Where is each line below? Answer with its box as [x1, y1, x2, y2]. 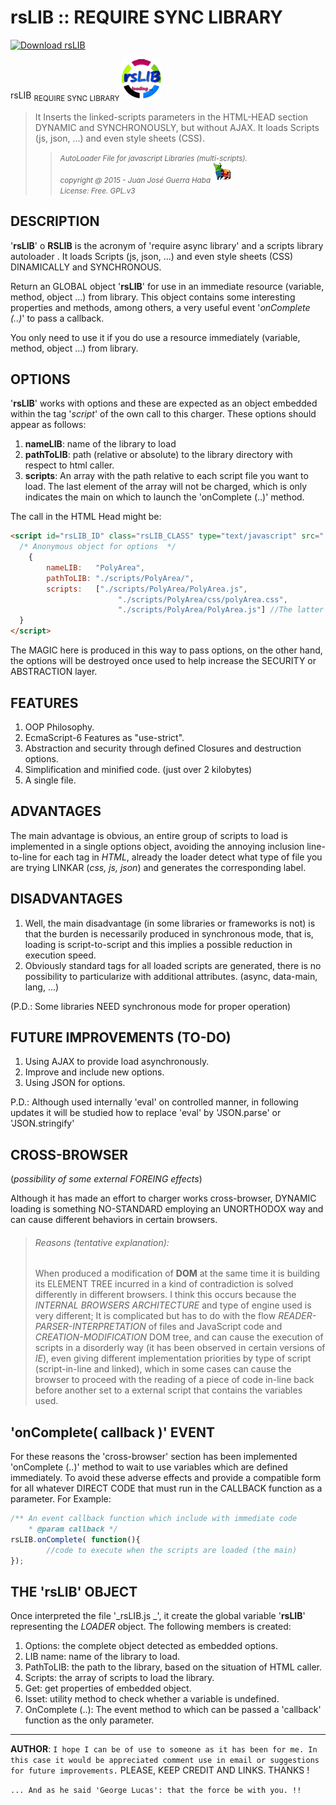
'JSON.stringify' [10, 1117, 75, 1130]
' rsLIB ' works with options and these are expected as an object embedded [10, 397, 318, 410]
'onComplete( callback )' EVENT [10, 1424, 216, 1441]
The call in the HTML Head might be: [10, 511, 162, 523]
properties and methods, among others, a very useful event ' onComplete [10, 301, 311, 313]
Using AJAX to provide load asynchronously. [24, 1056, 210, 1068]
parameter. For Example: [10, 1493, 112, 1505]
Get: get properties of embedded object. [24, 1682, 192, 1695]
